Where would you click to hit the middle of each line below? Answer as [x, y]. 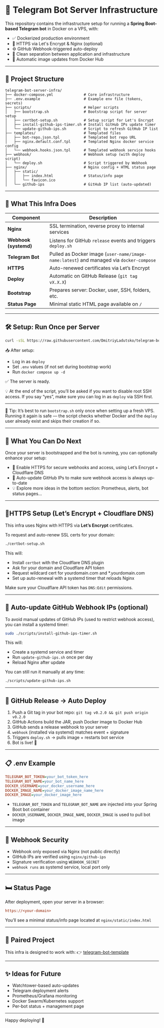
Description [103, 218]
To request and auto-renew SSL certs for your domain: [60, 535]
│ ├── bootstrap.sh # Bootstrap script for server [76, 112]
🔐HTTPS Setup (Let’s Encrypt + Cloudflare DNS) [79, 514]
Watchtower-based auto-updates [45, 986]
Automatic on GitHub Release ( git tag [93, 276]
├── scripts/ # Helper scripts [62, 107]
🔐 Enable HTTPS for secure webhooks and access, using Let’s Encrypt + [85, 468]
